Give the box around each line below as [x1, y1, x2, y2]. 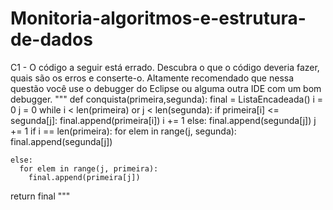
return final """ [10, 190, 71, 202]
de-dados [10, 28, 93, 51]
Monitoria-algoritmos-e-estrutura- [10, 7, 307, 30]
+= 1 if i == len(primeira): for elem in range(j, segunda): [10, 125, 237, 137]
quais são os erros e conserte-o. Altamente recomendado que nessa [10, 72, 295, 84]
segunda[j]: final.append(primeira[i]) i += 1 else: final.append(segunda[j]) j [10, 114, 317, 126]
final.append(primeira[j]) [28, 172, 141, 182]
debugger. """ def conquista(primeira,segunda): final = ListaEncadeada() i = [10, 93, 324, 105]
